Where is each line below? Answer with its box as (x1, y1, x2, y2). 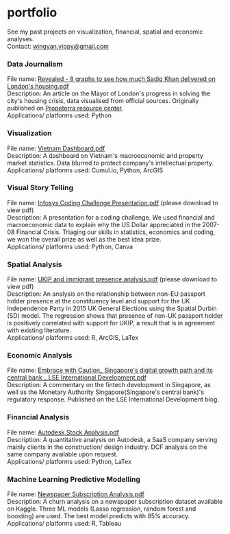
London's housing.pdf (7, 82, 70, 91)
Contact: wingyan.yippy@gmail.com (7, 42, 110, 50)
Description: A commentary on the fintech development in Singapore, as (7, 381, 211, 389)
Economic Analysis (7, 351, 73, 360)
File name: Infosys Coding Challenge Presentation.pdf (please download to (7, 198, 218, 207)
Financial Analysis (7, 413, 70, 422)
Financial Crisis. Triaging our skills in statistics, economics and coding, (16, 228, 216, 236)
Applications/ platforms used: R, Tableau (7, 520, 122, 528)
